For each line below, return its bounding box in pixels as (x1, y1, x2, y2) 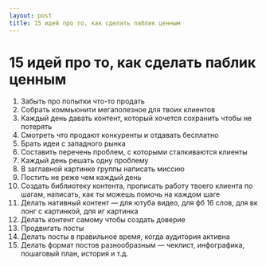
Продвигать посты (20, 224, 84, 233)
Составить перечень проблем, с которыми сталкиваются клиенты (20, 147, 248, 157)
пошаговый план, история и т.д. (20, 248, 129, 259)
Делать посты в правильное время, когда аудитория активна (20, 232, 230, 241)
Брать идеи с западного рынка (20, 139, 126, 148)
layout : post (9, 11, 53, 20)
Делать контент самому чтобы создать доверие (20, 215, 186, 225)
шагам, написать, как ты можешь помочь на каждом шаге (20, 190, 221, 199)
